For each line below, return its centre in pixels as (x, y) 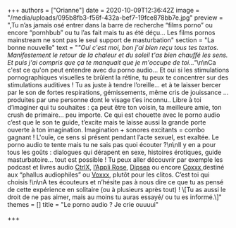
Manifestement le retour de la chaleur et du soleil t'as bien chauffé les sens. (118, 55)
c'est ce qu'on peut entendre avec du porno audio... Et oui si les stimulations (118, 70)
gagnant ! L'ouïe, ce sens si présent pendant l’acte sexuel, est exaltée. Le (113, 137)
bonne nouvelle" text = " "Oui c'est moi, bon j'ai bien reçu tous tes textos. (113, 47)
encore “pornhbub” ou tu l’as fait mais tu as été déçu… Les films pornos (111, 32)
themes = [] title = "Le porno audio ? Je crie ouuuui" (83, 204)
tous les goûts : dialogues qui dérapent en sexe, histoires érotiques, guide (114, 152)
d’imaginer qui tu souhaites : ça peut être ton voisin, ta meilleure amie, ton (114, 107)
